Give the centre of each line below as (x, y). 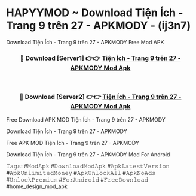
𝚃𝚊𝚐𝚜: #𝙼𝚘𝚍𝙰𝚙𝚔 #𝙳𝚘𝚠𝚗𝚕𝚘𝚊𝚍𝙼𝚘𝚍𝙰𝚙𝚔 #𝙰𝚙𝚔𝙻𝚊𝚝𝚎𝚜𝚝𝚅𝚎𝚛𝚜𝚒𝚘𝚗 (88, 166)
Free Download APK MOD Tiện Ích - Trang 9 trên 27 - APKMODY (86, 119)
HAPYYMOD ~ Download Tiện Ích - (95, 13)
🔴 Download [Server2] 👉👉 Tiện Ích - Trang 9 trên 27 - (100, 97)
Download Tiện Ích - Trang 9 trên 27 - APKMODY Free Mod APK (85, 42)
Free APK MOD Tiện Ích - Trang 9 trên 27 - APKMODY (73, 143)
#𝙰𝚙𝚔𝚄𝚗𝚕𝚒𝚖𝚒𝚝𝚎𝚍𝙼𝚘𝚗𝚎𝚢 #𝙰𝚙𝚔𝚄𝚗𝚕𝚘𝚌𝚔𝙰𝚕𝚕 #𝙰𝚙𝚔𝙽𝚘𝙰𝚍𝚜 (81, 173)
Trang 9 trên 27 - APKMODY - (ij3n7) (99, 25)
